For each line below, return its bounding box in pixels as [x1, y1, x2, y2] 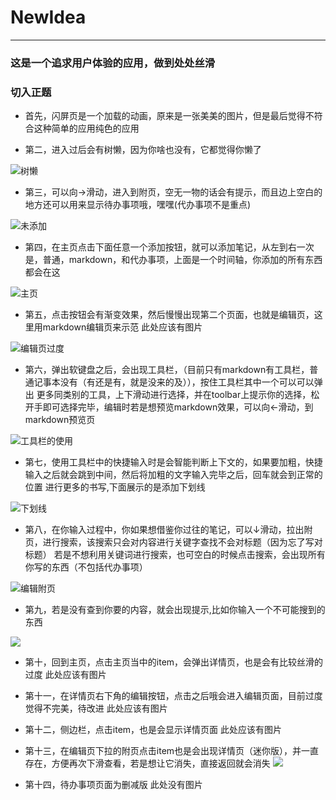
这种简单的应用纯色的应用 [33, 122, 140, 135]
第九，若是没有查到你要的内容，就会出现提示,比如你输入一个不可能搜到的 [24, 604, 326, 616]
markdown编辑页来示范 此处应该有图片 [42, 321, 203, 333]
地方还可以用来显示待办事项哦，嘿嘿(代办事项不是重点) [24, 199, 252, 211]
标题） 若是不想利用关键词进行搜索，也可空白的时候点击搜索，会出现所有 [24, 549, 326, 561]
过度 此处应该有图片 [24, 669, 107, 681]
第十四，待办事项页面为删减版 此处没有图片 [24, 779, 203, 791]
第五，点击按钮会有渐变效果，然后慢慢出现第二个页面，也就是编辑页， [24, 309, 315, 321]
